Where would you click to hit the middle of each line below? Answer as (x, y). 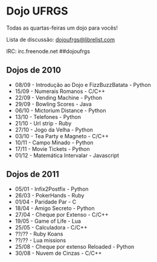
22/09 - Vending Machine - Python (59, 97)
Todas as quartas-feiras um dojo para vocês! (62, 28)
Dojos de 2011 (33, 174)
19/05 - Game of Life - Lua (48, 221)
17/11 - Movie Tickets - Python (52, 149)
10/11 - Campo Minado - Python (54, 142)
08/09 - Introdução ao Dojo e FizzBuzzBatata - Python (83, 85)
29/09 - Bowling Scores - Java (53, 104)
